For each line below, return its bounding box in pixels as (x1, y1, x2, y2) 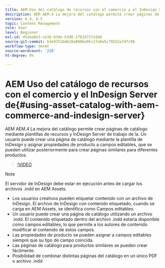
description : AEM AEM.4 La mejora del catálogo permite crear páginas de (5, 12, 160, 17)
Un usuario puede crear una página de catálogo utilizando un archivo (12, 211, 153, 217)
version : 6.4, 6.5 (5, 16, 43, 21)
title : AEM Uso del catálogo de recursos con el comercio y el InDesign (5, 7, 157, 12)
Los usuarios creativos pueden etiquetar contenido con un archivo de (12, 195, 153, 202)
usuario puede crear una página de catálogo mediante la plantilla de (5, 136, 143, 143)
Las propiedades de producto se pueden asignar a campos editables (12, 232, 152, 238)
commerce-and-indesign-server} (5, 110, 145, 121)
